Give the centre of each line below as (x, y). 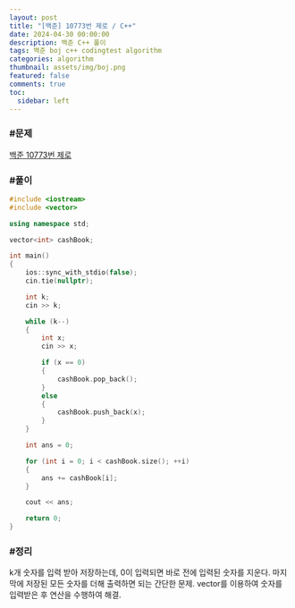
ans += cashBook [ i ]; (80, 478)
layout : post (34, 17)
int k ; (38, 297)
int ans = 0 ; (50, 445)
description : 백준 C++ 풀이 (58, 42)
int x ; (54, 338)
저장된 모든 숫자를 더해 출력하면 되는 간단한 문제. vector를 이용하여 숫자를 (154, 584)
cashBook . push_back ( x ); (101, 412)
